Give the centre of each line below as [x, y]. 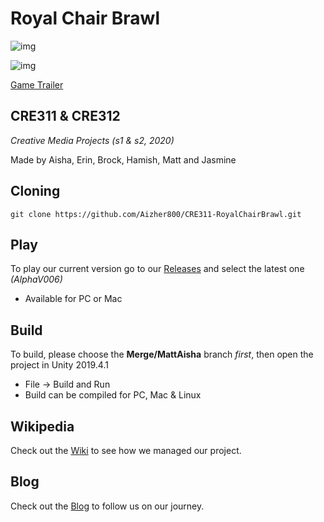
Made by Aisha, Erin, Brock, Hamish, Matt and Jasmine [123, 159]
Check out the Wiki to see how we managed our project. [126, 450]
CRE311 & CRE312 [65, 116]
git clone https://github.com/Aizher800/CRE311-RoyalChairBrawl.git [156, 214]
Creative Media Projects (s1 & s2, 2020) [92, 140]
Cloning [35, 191]
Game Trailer [37, 84]
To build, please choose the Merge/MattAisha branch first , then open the [162, 354]
